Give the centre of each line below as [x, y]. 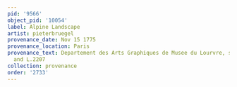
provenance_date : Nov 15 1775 [52, 40]
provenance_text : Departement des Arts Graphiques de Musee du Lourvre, [116, 53]
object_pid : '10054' [38, 20]
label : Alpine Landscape [44, 27]
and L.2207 [30, 60]
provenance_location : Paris [49, 46]
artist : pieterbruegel [41, 33]
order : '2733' [28, 72]
